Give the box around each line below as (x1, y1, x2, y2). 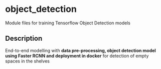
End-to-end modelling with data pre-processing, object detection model (5, 47, 156, 53)
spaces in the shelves (5, 58, 50, 64)
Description (5, 34, 42, 43)
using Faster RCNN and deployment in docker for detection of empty (5, 53, 149, 59)
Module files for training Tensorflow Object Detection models (5, 20, 131, 26)
